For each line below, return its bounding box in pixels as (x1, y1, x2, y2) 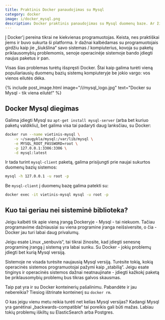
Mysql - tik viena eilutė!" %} (5, 90, 62, 96)
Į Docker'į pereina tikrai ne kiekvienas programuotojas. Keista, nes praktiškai (5, 34, 160, 40)
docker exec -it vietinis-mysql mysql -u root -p (5, 192, 109, 197)
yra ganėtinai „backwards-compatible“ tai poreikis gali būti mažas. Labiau (5, 304, 154, 310)
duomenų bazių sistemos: (5, 164, 57, 170)
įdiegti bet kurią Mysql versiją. (5, 249, 66, 255)
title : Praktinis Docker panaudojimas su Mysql (5, 7, 105, 12)
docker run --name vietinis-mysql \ (5, 132, 80, 137)
